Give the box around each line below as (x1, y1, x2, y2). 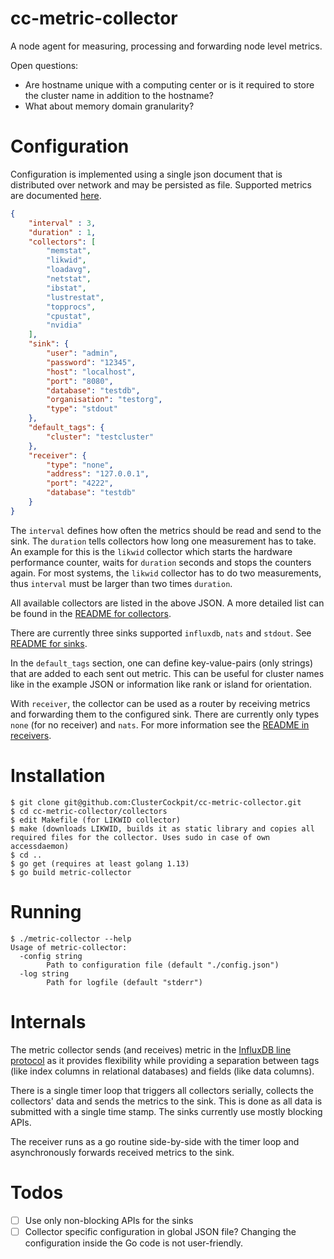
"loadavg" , (46, 265, 92, 275)
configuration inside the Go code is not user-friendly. (24, 1237, 244, 1249)
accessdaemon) (10, 841, 70, 851)
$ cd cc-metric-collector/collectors (10, 806, 168, 816)
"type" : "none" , (46, 460, 114, 470)
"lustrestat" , (46, 292, 105, 302)
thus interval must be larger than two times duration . (10, 577, 233, 589)
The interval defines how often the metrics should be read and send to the (10, 524, 322, 536)
